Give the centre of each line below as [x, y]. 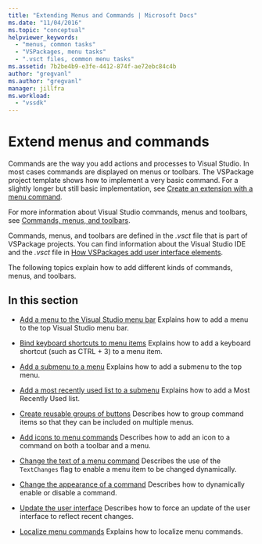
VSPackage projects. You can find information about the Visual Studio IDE [127, 244]
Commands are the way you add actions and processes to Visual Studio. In [129, 164]
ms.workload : [29, 96]
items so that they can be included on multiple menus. [106, 422]
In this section [43, 300]
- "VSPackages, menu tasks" [61, 52]
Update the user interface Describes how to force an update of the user [135, 508]
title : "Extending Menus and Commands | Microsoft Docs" [103, 15]
